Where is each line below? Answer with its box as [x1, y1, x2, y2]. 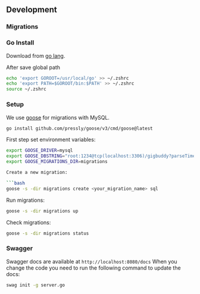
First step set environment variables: [6, 136, 96, 143]
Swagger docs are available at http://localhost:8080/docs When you [6, 258, 177, 265]
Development [6, 5, 58, 15]
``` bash [6, 180, 26, 186]
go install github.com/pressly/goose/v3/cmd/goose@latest [6, 125, 153, 132]
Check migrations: [6, 218, 51, 226]
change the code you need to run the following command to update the [6, 264, 181, 271]
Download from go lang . [6, 52, 65, 59]
